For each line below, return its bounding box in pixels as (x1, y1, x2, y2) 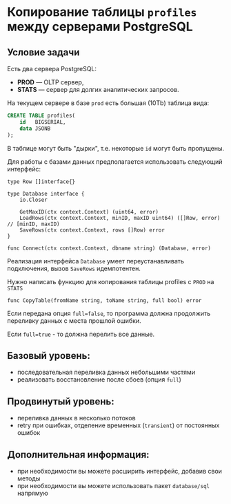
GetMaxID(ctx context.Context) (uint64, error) (19, 208, 159, 215)
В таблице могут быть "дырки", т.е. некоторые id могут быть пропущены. (7, 144, 225, 152)
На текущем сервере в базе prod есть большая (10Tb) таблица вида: (7, 99, 210, 107)
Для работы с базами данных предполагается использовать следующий (7, 157, 223, 166)
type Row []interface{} (7, 178, 76, 185)
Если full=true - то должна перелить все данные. (7, 330, 155, 338)
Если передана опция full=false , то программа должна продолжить (7, 309, 211, 317)
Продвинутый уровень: (7, 395, 115, 407)
